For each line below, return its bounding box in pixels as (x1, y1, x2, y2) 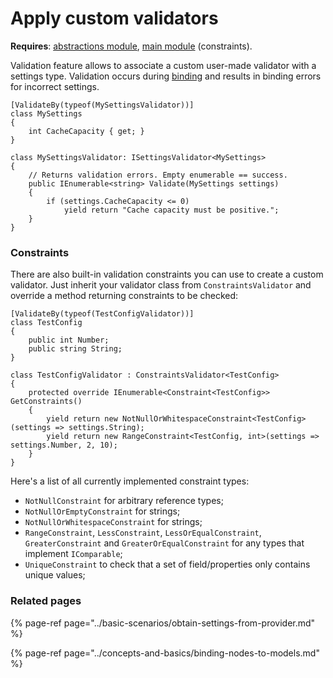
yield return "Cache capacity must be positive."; (63, 205, 280, 215)
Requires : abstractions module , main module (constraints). (10, 40, 253, 52)
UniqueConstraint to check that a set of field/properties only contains (24, 558, 311, 571)
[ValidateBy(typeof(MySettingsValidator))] (10, 100, 195, 110)
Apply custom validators (10, 7, 219, 30)
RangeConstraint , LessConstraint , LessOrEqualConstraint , (24, 527, 262, 539)
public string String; (28, 344, 123, 354)
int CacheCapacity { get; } (28, 126, 145, 136)
